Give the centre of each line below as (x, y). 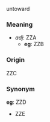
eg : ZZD (16, 102)
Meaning (20, 24)
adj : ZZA (26, 38)
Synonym (20, 89)
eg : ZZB (34, 44)
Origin (16, 60)
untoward (18, 9)
